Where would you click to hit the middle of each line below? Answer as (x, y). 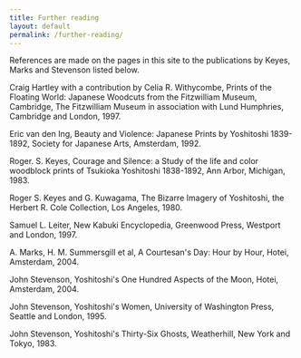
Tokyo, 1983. (33, 343)
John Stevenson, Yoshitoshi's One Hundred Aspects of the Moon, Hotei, (144, 280)
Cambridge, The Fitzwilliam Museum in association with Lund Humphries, (146, 107)
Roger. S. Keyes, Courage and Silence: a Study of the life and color (134, 161)
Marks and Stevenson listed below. (74, 70)
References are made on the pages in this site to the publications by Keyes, (150, 61)
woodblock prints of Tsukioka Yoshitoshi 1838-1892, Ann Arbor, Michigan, (147, 171)
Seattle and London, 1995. (58, 316)
